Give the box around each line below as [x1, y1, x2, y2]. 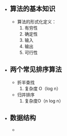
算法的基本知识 [9, 4, 56, 13]
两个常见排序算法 [9, 66, 62, 74]
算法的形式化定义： [17, 19, 57, 25]
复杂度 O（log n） [24, 85, 61, 91]
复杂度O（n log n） [24, 98, 64, 103]
